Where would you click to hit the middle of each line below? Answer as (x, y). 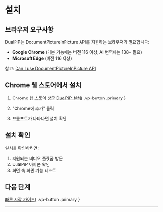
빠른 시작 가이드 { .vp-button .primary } (42, 200)
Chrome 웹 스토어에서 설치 (43, 85)
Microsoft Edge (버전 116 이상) (42, 58)
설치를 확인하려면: (22, 148)
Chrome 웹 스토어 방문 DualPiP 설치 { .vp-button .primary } (69, 98)
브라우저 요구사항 (29, 29)
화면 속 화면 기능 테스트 (34, 170)
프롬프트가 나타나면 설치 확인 (39, 118)
